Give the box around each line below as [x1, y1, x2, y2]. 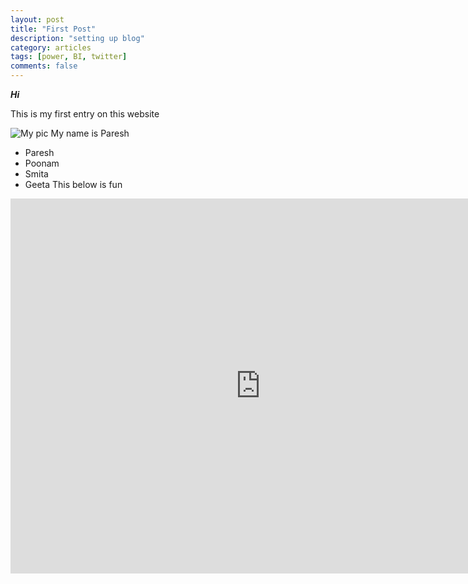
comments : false [10, 61, 78, 71]
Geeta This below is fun [24, 179, 123, 190]
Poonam [24, 157, 60, 169]
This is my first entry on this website [10, 108, 160, 120]
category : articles [10, 42, 92, 53]
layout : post [10, 14, 65, 25]
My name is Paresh [50, 127, 130, 139]
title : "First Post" [10, 24, 97, 34]
